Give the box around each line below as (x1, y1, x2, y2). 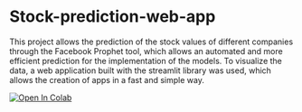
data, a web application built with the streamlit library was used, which (9, 65, 271, 76)
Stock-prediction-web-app (9, 6, 216, 27)
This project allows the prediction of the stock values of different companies (9, 36, 294, 47)
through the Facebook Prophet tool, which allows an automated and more (9, 45, 283, 56)
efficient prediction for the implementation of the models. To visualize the (9, 55, 283, 66)
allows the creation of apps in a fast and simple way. (9, 74, 205, 85)
